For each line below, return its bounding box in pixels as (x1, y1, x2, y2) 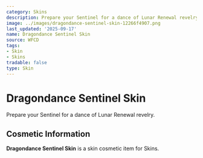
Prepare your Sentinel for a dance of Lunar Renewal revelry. (6, 111, 155, 119)
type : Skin (6, 65, 34, 71)
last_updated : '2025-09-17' (6, 25, 77, 32)
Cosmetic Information (6, 128, 91, 139)
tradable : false (6, 59, 47, 65)
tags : (6, 43, 20, 49)
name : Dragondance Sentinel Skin (6, 31, 91, 38)
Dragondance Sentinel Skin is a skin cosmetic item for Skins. (6, 145, 159, 152)
